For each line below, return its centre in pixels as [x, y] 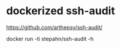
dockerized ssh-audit [61, 11]
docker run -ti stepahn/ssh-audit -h [50, 39]
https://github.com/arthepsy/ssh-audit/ [55, 27]
